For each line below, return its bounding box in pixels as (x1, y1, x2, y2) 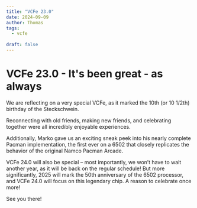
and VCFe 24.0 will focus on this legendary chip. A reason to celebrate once (6, 177, 192, 184)
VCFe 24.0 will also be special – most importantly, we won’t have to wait (6, 158, 182, 165)
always (6, 80, 42, 93)
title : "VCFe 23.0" (6, 8, 54, 15)
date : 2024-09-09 (6, 14, 49, 20)
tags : (6, 25, 20, 31)
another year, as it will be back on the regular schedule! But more (6, 165, 165, 172)
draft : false (6, 42, 38, 48)
